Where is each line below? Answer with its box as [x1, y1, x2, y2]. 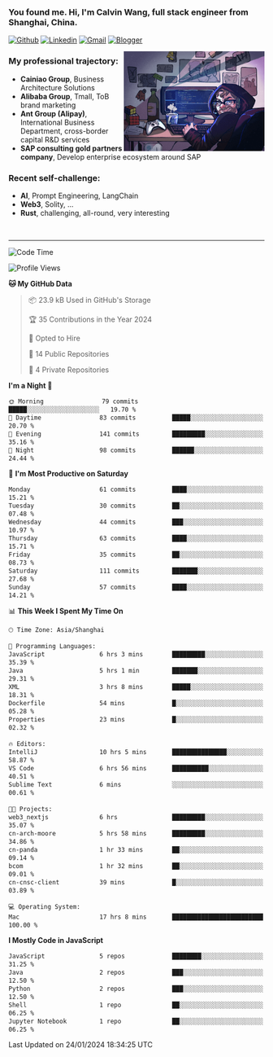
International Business [19, 117, 95, 127]
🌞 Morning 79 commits [8, 397, 139, 406]
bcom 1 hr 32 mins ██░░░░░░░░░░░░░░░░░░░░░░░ [8, 862, 264, 870]
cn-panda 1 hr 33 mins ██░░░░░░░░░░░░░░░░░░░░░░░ [8, 845, 264, 853]
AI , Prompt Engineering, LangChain [19, 191, 139, 200]
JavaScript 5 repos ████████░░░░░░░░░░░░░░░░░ [8, 952, 264, 960]
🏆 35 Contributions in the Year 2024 [28, 314, 153, 324]
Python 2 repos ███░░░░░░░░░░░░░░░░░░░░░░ [8, 985, 264, 993]
